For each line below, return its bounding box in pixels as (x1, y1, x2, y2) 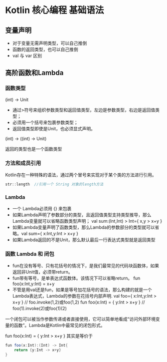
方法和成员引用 (5, 159, 41, 166)
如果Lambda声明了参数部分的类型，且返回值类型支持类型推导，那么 (12, 212, 152, 218)
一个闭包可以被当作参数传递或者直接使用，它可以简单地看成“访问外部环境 (5, 316, 156, 322)
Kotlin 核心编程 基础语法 (5, 4, 104, 16)
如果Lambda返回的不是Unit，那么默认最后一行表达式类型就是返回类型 (12, 237, 156, 243)
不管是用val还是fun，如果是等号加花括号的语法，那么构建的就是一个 (12, 287, 152, 293)
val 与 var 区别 (12, 53, 42, 58)
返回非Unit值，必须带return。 (12, 269, 73, 275)
